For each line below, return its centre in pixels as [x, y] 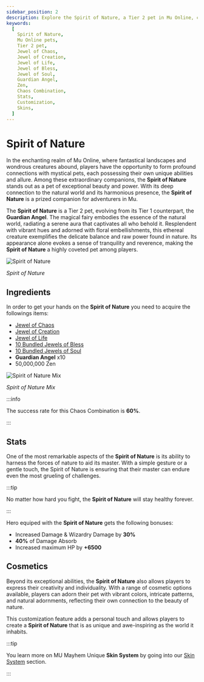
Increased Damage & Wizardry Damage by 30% [75, 534]
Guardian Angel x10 [40, 357]
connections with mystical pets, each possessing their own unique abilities [100, 173]
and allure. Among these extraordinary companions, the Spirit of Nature [97, 180]
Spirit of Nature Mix [31, 387]
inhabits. [17, 632]
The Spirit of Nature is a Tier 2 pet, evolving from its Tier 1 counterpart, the [100, 211]
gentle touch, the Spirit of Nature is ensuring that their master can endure [98, 469]
